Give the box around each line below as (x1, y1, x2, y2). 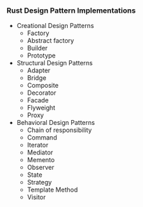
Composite (27, 81, 59, 90)
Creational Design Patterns (16, 22, 95, 30)
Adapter (27, 66, 51, 75)
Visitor (27, 193, 46, 201)
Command (27, 133, 57, 142)
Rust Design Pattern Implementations (6, 6, 136, 15)
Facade (27, 96, 50, 105)
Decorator (27, 88, 57, 97)
